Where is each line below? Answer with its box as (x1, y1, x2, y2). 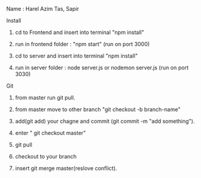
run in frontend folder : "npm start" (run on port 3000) (15, 41, 150, 47)
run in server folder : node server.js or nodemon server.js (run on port (15, 64, 189, 71)
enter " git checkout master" (15, 129, 86, 136)
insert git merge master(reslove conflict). (15, 165, 117, 172)
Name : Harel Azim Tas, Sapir (6, 5, 79, 12)
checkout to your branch (15, 153, 77, 160)
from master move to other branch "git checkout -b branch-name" (15, 106, 180, 113)
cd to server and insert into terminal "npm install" (15, 52, 138, 60)
